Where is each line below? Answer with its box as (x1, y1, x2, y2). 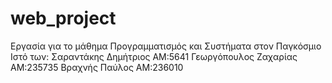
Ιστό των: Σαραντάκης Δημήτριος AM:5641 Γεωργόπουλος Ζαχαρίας (10, 50, 298, 62)
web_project (10, 7, 117, 30)
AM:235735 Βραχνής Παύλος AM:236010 (10, 61, 184, 73)
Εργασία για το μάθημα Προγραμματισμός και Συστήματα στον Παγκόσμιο (10, 40, 322, 52)
